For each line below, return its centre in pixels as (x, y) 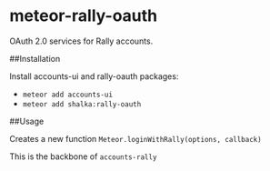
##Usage (27, 121)
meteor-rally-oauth (84, 16)
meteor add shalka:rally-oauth (82, 104)
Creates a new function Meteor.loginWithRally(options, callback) (135, 138)
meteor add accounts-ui (68, 95)
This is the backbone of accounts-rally (83, 156)
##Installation (35, 58)
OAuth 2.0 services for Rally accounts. (81, 41)
